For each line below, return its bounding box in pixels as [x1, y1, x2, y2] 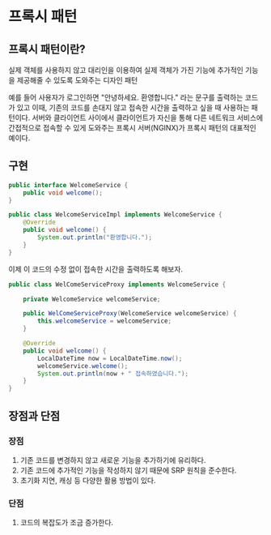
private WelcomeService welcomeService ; [23, 295, 161, 303]
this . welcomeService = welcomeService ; [37, 317, 172, 325]
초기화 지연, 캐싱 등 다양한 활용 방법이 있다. [19, 475, 156, 485]
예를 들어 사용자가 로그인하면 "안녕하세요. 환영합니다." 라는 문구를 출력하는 [8, 92, 243, 102]
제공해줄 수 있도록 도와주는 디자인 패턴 [16, 75, 138, 85]
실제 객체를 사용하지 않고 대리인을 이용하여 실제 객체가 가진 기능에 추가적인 [8, 66, 244, 75]
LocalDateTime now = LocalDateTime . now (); [37, 354, 183, 362]
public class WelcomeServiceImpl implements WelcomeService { [8, 211, 222, 219]
